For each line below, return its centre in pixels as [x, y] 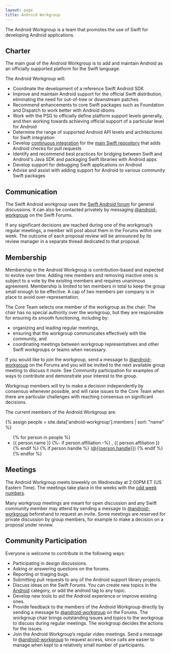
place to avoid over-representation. [42, 297]
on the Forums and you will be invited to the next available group [97, 365]
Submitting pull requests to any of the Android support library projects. [87, 579]
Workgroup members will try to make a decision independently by [75, 385]
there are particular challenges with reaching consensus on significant [79, 396]
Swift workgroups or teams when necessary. [60, 350]
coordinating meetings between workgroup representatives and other [86, 344]
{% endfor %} [27, 454]
